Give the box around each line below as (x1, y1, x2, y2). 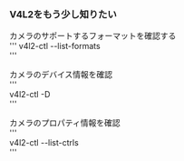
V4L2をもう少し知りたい (9, 7, 118, 20)
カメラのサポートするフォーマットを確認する (9, 30, 177, 42)
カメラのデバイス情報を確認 (9, 69, 113, 80)
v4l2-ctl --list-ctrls (9, 137, 79, 148)
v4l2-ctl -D (9, 89, 51, 100)
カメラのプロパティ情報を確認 (9, 117, 121, 128)
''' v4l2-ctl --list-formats (9, 41, 102, 52)
